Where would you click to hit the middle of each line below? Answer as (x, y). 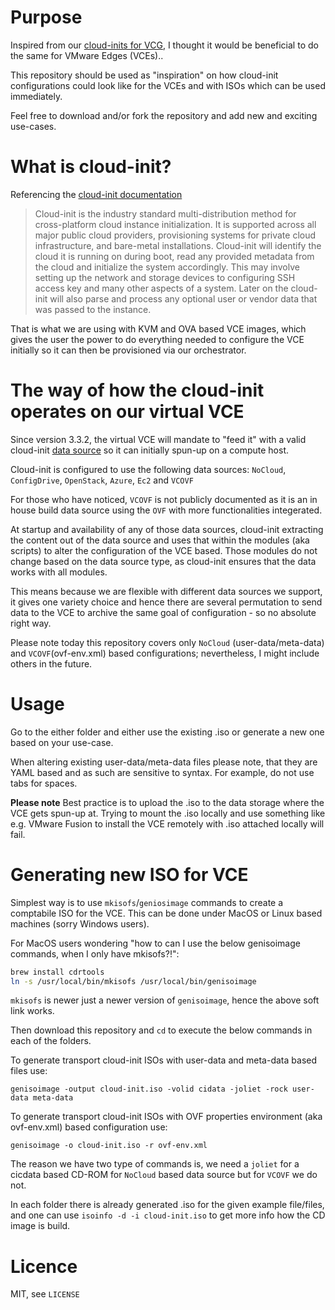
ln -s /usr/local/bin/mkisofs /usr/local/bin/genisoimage (133, 981)
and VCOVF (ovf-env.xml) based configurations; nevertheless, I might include (165, 653)
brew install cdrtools (57, 972)
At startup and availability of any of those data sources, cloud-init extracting (167, 529)
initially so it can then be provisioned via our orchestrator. (128, 350)
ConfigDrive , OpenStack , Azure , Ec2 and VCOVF (102, 480)
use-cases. (33, 126)
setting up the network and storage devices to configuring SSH (165, 277)
